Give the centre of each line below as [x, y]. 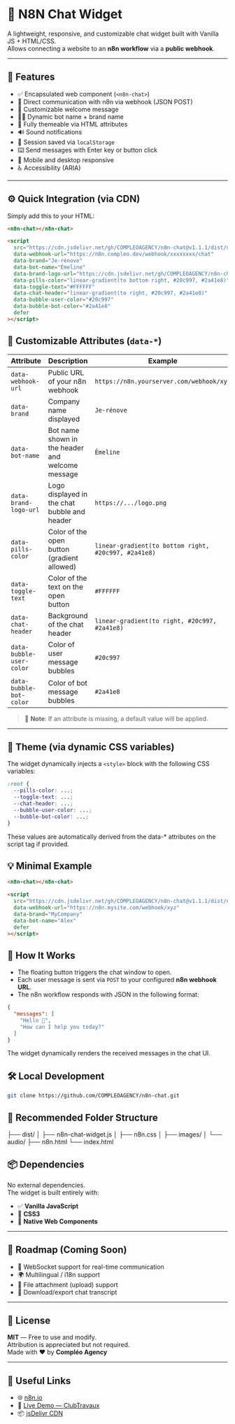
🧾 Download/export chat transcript [67, 1292]
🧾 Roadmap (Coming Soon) [67, 1250]
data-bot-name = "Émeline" [50, 267]
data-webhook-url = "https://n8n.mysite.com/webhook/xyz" [97, 908]
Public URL [66, 372]
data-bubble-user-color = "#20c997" [64, 300]
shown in [63, 439]
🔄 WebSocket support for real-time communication [91, 1267]
